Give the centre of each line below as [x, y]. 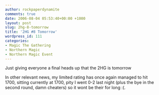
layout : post [18, 23]
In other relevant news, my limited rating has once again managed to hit [76, 77]
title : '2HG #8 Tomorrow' [31, 32]
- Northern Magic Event [29, 54]
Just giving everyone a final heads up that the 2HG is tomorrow [68, 68]
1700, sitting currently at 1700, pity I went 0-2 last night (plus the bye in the [79, 82]
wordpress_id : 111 [24, 37]
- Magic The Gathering [28, 45]
